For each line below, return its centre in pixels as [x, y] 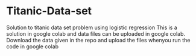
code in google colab [33, 46]
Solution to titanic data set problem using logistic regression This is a [92, 27]
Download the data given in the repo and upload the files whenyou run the [98, 40]
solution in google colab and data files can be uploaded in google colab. [96, 33]
